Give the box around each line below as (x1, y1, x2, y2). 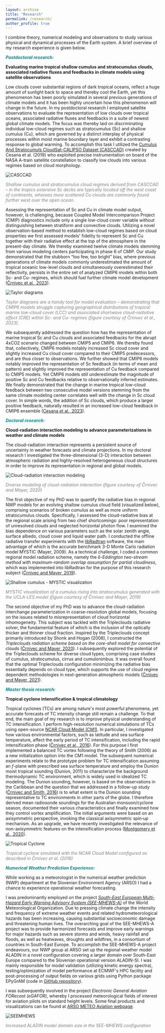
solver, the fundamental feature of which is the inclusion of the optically (5, 625, 151, 631)
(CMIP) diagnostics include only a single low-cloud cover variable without (5, 217, 155, 223)
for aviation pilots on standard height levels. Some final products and (5, 998, 145, 1004)
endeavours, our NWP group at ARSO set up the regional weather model (5, 947, 152, 953)
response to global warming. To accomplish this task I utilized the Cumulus (5, 141, 157, 148)
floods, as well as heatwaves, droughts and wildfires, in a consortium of (5, 936, 151, 942)
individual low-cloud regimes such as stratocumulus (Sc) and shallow (5, 126, 146, 132)
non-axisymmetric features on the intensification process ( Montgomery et (5, 826, 156, 832)
